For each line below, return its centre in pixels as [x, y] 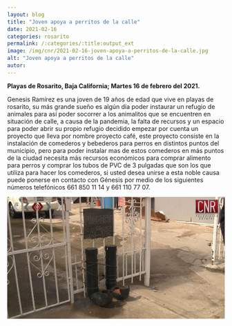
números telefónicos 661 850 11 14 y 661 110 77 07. [79, 187]
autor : [17, 65]
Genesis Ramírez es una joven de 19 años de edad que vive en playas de [110, 99]
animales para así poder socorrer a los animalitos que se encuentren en [109, 114]
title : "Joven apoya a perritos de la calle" [74, 22]
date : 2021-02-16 [32, 29]
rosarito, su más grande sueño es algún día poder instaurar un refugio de [111, 106]
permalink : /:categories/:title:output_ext [71, 44]
